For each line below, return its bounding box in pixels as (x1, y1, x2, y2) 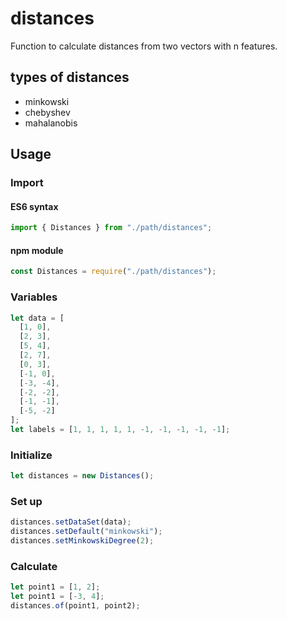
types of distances (10, 69, 130, 86)
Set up (10, 494, 43, 508)
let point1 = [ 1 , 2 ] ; (10, 582, 101, 592)
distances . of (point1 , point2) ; (10, 601, 141, 611)
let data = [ (10, 313, 65, 323)
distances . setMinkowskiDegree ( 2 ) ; (10, 536, 155, 546)
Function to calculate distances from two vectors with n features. (10, 40, 278, 52)
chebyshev (24, 106, 71, 118)
